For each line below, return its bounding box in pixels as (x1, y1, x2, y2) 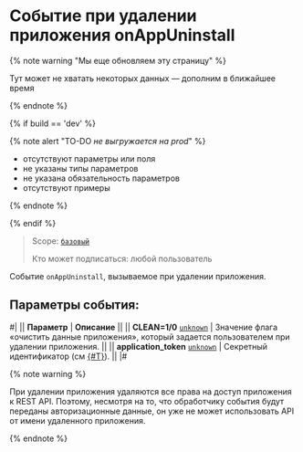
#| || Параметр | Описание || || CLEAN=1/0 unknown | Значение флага (9, 321, 278, 332)
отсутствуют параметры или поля (22, 152, 156, 164)
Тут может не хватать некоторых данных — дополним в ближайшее (9, 72, 277, 83)
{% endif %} (9, 217, 57, 228)
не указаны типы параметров (22, 163, 139, 173)
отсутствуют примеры (22, 182, 111, 193)
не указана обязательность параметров (22, 173, 181, 184)
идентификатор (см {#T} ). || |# (9, 351, 128, 362)
